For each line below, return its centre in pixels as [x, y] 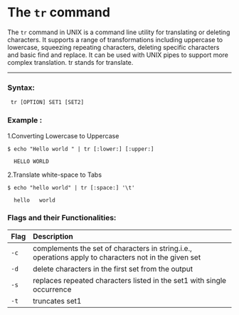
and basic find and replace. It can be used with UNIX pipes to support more [118, 55]
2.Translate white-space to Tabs [54, 175]
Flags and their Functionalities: [62, 218]
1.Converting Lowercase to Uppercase [63, 135]
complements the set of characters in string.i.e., [112, 248]
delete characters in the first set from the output [113, 269]
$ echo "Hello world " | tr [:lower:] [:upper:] [81, 149]
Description [53, 236]
